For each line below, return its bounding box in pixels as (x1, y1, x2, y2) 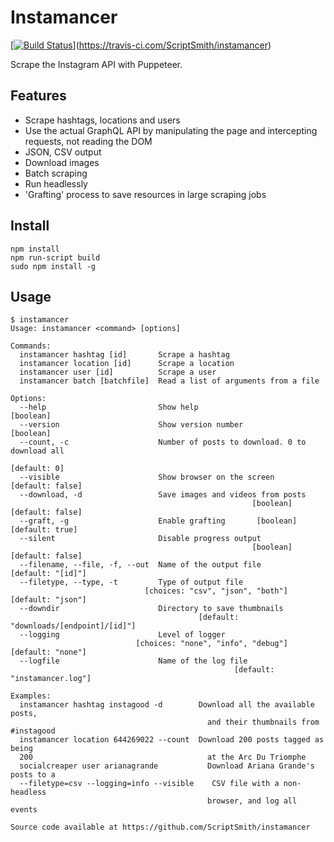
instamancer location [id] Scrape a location (19, 359, 235, 369)
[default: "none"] (10, 647, 87, 658)
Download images (24, 156, 100, 168)
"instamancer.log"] (10, 674, 92, 684)
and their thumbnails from (207, 717, 320, 728)
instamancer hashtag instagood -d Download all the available (19, 700, 315, 710)
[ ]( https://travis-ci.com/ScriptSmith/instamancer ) (10, 39, 272, 51)
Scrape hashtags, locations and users (24, 114, 181, 126)
